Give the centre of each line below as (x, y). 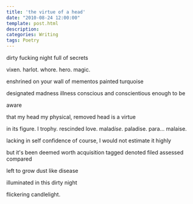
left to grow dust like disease (42, 171)
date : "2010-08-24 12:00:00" (43, 18)
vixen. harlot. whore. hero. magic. (48, 70)
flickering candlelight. (33, 194)
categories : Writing (33, 35)
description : (23, 29)
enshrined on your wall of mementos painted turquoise (75, 81)
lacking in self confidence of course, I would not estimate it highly (89, 140)
